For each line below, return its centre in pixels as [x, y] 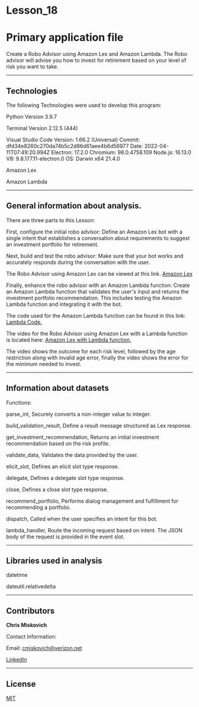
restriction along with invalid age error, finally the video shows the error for [97, 358]
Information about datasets [58, 388]
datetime [17, 575]
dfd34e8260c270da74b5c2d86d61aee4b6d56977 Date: [75, 146]
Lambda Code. [24, 322]
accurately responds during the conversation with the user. [78, 262]
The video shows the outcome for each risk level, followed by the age [91, 351]
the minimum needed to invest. [44, 364]
